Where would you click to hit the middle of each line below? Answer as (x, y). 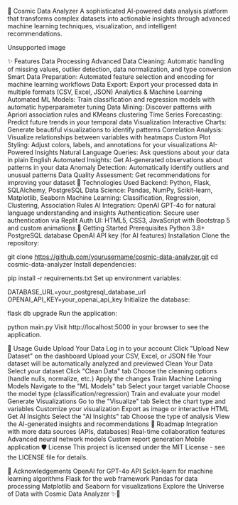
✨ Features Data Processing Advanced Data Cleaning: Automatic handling (116, 61)
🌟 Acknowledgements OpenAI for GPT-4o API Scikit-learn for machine (110, 471)
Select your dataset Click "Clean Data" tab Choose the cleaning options (112, 371)
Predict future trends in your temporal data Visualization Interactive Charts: (117, 122)
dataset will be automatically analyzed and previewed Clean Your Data (110, 363)
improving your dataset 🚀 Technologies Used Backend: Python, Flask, (109, 182)
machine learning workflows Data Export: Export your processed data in (113, 84)
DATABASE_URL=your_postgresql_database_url (77, 292)
